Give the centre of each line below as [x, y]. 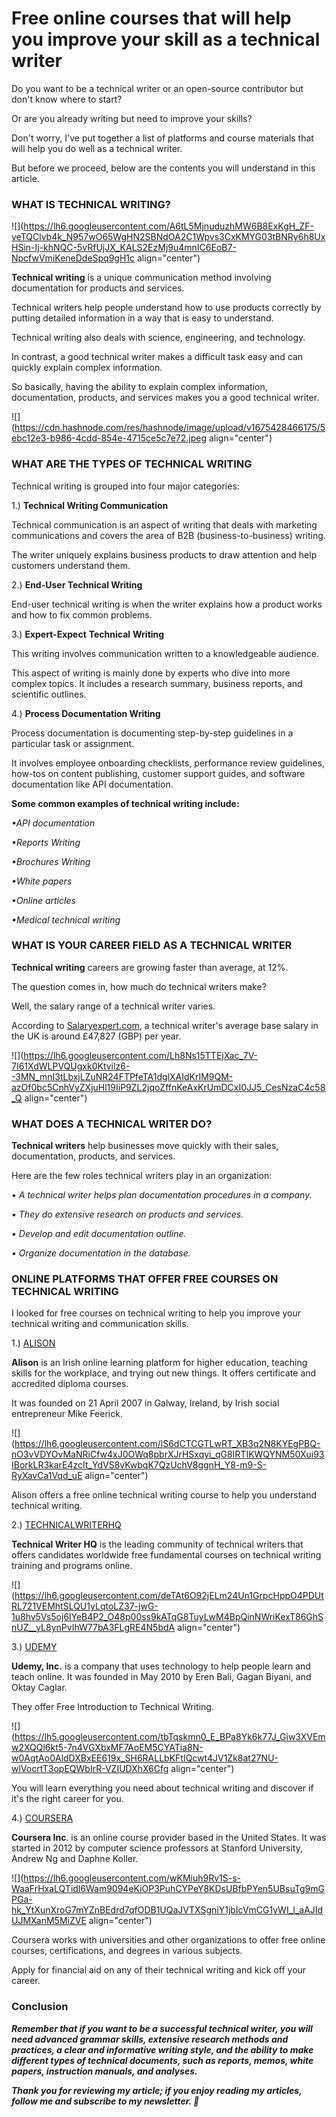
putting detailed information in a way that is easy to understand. [142, 318]
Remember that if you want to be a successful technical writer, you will [162, 2028]
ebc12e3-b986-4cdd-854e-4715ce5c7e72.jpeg [109, 438]
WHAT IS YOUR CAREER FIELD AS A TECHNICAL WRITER [152, 945]
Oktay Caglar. [39, 1688]
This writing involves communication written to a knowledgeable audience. [165, 653]
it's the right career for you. [67, 1799]
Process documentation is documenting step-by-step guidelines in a [152, 733]
